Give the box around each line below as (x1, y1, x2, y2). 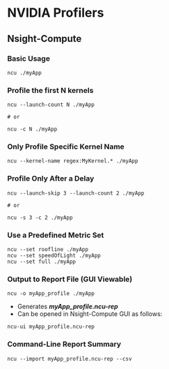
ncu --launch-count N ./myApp (7, 101, 95, 109)
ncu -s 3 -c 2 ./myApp (7, 214, 73, 221)
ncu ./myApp (7, 69, 42, 76)
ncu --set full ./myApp (7, 258, 77, 266)
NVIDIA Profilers (7, 5, 104, 21)
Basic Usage (7, 54, 51, 63)
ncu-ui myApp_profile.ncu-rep (7, 323, 95, 331)
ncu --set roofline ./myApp (7, 246, 89, 253)
